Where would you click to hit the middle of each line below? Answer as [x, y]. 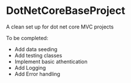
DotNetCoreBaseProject [66, 11]
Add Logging [30, 67]
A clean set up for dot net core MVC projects [60, 27]
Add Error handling [37, 74]
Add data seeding [36, 49]
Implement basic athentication [51, 62]
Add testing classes [38, 55]
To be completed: [27, 38]
